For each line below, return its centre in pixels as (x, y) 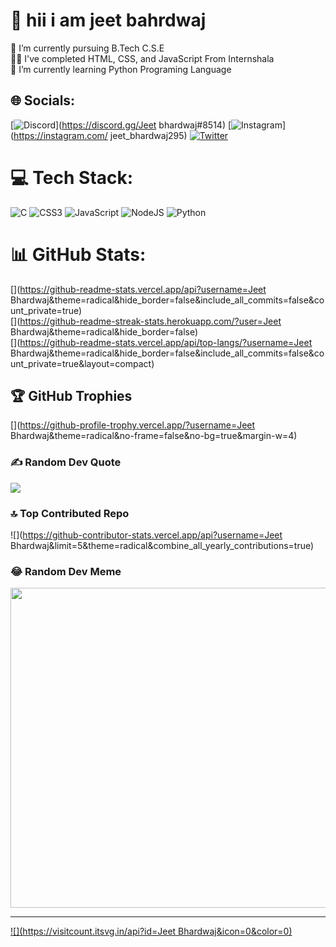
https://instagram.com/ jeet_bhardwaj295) (100, 135)
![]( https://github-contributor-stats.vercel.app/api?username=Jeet (146, 535)
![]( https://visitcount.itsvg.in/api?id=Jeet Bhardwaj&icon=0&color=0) (151, 931)
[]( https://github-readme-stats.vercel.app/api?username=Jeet (138, 289)
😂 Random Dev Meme (66, 571)
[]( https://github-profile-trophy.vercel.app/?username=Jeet (133, 425)
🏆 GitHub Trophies (71, 396)
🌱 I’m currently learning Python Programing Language (121, 69)
